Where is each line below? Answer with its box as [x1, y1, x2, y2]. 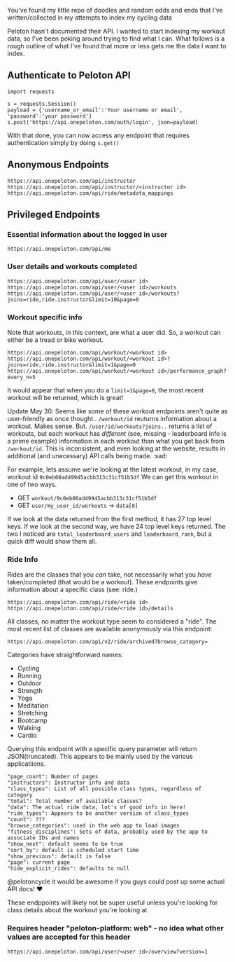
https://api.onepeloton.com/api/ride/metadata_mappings [7, 189, 173, 197]
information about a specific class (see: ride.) [7, 585, 138, 594]
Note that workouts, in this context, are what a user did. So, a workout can [7, 328, 221, 336]
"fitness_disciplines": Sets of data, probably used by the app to [7, 828, 208, 836]
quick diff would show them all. [7, 537, 97, 545]
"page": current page [7, 859, 71, 866]
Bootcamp [17, 716, 48, 724]
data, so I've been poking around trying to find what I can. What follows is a [7, 34, 225, 43]
